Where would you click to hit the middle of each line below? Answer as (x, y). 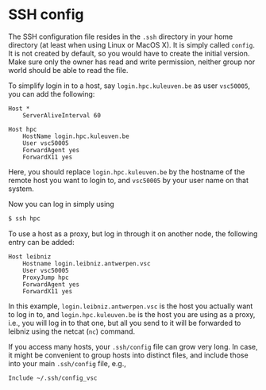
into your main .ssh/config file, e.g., (67, 363)
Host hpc (23, 129)
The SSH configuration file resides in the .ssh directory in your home (121, 36)
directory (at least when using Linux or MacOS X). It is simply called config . (132, 44)
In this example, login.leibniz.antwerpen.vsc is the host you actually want (131, 306)
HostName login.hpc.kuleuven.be (76, 136)
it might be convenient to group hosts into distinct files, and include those (128, 355)
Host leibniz (30, 256)
